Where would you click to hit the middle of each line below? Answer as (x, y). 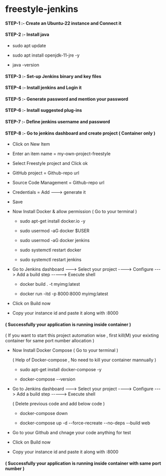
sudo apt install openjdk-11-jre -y (46, 55)
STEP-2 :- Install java (27, 35)
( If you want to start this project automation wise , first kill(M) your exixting (82, 335)
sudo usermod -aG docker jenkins (55, 240)
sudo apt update (29, 45)
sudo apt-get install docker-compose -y (61, 370)
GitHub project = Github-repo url (46, 173)
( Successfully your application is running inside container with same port (83, 463)
